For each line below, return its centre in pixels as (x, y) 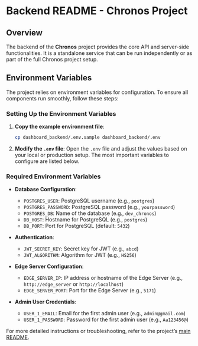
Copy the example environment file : (59, 127)
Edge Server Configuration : (49, 266)
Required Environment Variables (53, 177)
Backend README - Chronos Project (97, 11)
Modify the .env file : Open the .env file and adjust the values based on (101, 148)
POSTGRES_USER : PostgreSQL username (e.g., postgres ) (89, 201)
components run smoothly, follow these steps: (62, 98)
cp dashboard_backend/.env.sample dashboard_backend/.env (87, 138)
